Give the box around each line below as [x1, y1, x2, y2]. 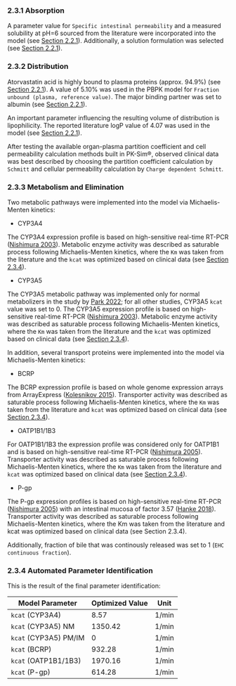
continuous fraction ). [7, 548, 72, 557]
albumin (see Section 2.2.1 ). [7, 100, 88, 108]
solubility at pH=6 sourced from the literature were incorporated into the [7, 29, 216, 37]
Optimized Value [91, 598, 149, 608]
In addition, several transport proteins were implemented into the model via [7, 348, 225, 356]
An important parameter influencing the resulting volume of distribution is [7, 113, 220, 122]
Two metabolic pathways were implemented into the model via [7, 198, 188, 206]
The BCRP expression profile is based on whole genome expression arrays [7, 382, 223, 391]
